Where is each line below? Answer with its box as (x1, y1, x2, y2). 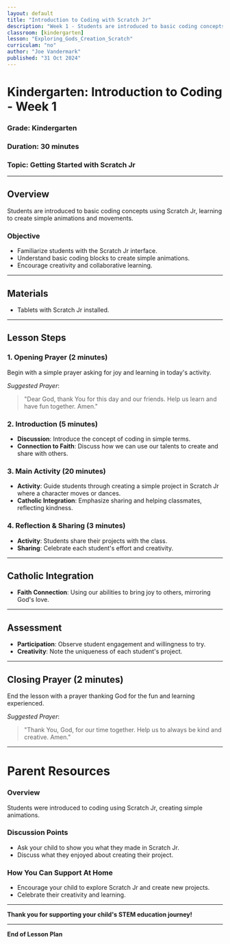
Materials (7, 287, 49, 299)
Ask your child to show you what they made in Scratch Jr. (16, 843, 179, 851)
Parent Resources (7, 764, 111, 779)
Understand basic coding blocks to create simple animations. (16, 254, 190, 263)
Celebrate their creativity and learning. (16, 891, 126, 899)
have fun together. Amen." (23, 402, 98, 410)
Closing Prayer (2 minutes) (7, 673, 124, 686)
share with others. (16, 449, 68, 457)
